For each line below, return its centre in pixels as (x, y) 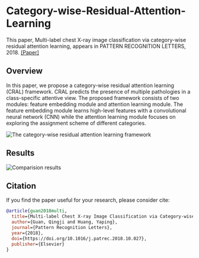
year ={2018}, (28, 233)
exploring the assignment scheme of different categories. (76, 123)
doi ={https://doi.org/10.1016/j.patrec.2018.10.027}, (79, 238)
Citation (21, 186)
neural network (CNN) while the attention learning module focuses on (91, 117)
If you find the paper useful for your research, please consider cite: (88, 200)
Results (20, 153)
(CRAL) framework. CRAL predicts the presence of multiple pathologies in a (98, 91)
